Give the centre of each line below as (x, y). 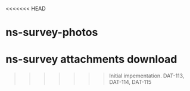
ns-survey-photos (52, 32)
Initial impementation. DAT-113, (147, 76)
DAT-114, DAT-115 (130, 82)
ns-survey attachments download (91, 59)
